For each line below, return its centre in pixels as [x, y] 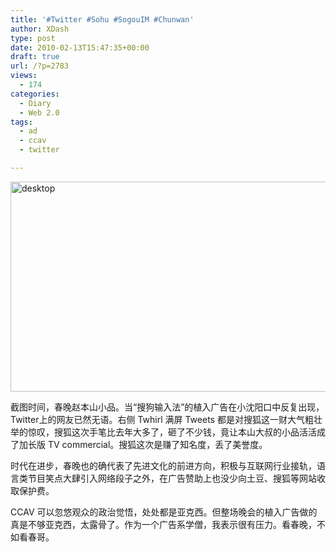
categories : [35, 94]
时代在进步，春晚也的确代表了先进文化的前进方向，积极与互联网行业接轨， [163, 465]
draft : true [35, 57]
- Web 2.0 [39, 112]
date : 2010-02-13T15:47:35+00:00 [80, 47]
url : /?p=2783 [40, 66]
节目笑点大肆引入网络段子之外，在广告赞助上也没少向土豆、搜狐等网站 [172, 478]
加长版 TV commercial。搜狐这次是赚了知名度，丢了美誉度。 [143, 444]
